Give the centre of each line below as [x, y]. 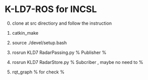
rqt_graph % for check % [38, 72]
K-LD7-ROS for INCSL [51, 9]
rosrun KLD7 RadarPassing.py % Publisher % [59, 52]
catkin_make [25, 33]
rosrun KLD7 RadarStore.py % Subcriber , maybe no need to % [78, 62]
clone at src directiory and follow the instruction [62, 23]
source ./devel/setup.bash [39, 43]
